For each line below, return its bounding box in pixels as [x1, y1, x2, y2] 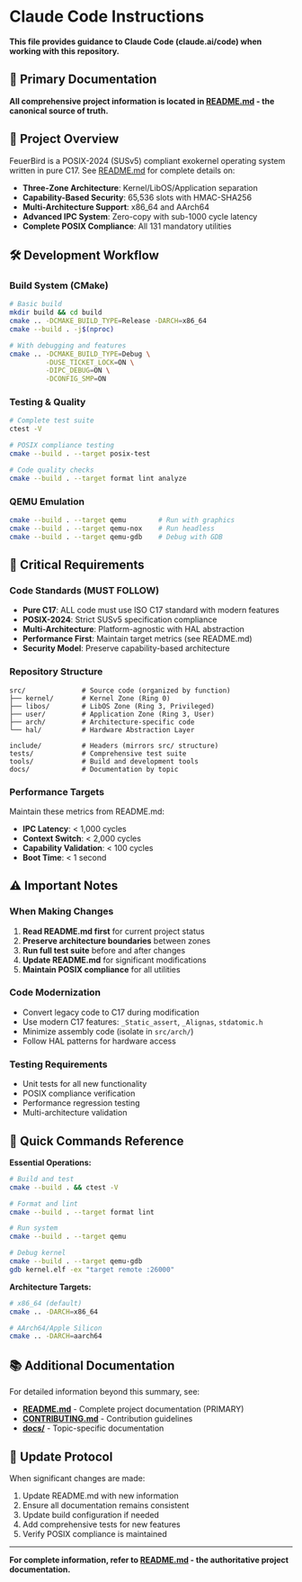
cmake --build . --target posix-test [9, 449, 151, 458]
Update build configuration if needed [22, 1509, 160, 1520]
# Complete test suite [9, 416, 94, 425]
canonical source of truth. [9, 105, 109, 116]
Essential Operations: [9, 1157, 92, 1168]
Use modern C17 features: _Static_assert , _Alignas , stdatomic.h [22, 1016, 263, 1027]
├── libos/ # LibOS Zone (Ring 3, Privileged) [9, 701, 216, 710]
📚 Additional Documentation [9, 1358, 175, 1373]
